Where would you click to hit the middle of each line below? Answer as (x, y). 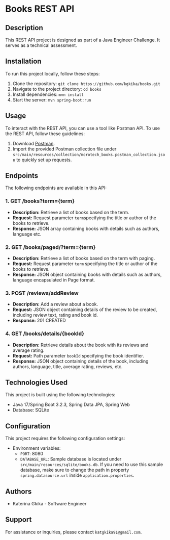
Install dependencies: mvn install (48, 94)
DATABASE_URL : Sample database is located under (71, 459)
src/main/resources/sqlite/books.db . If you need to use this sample (92, 465)
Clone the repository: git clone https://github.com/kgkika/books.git (87, 83)
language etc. (27, 234)
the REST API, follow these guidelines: (45, 134)
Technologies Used (36, 383)
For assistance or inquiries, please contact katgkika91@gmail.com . (74, 532)
